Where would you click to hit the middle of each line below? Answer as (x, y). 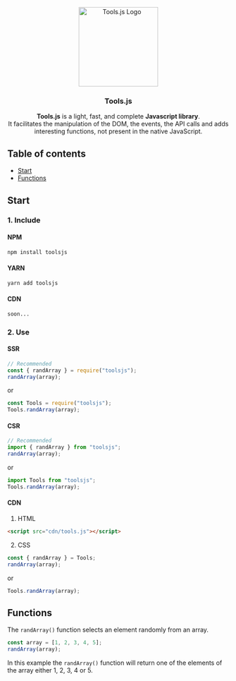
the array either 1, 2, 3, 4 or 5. (50, 670)
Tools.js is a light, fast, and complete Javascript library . (118, 116)
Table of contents (46, 153)
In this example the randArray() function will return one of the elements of (115, 663)
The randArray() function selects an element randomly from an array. (108, 630)
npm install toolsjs (38, 252)
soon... (19, 314)
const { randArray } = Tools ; (52, 558)
